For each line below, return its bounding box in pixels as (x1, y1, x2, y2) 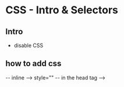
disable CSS (13, 42, 44, 49)
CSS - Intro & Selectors (5, 3, 119, 17)
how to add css (5, 59, 62, 68)
